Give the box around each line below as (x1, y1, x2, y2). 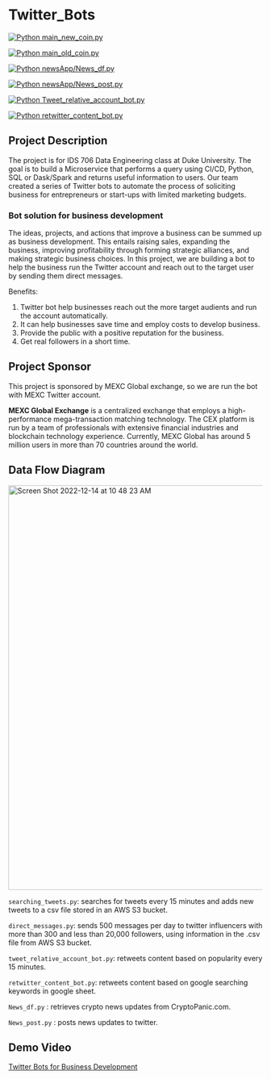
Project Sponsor (8, 360, 91, 374)
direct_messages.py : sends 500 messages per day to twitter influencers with (8, 920, 263, 930)
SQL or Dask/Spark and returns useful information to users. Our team (8, 172, 239, 182)
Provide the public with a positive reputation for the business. (19, 328, 224, 338)
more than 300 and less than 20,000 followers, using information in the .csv (8, 929, 261, 939)
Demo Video (8, 1041, 72, 1055)
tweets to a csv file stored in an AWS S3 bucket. (8, 905, 168, 914)
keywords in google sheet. (8, 986, 97, 996)
